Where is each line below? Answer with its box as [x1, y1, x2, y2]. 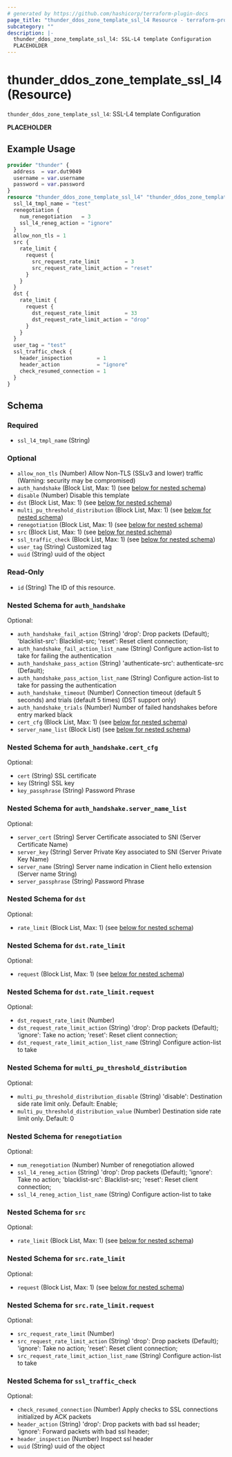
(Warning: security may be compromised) [17, 476, 136, 485]
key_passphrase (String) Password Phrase [17, 787, 135, 795]
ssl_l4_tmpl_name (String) [17, 436, 90, 445]
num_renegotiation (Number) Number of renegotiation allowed [17, 1161, 195, 1169]
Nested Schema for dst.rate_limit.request [7, 987, 155, 997]
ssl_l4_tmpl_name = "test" [13, 200, 91, 207]
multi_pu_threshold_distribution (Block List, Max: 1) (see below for [17, 506, 212, 515]
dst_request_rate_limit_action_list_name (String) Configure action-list [17, 1038, 222, 1046]
